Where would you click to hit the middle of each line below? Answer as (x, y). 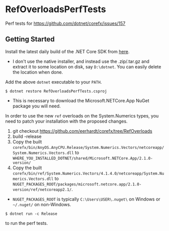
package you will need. (37, 106)
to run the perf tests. (26, 223)
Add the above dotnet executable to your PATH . (53, 82)
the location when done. (38, 72)
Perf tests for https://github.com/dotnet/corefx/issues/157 (65, 23)
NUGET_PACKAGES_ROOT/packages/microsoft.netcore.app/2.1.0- (77, 184)
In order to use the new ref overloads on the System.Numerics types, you (82, 115)
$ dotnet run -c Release (31, 214)
